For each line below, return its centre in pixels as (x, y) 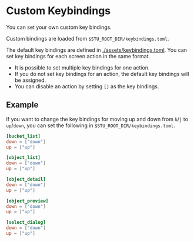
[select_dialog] (26, 223)
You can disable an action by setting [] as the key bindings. (87, 86)
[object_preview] (27, 201)
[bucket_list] (24, 136)
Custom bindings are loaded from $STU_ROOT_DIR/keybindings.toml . (88, 38)
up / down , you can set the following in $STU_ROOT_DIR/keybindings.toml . (91, 125)
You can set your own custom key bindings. (59, 27)
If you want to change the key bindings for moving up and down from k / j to (97, 119)
